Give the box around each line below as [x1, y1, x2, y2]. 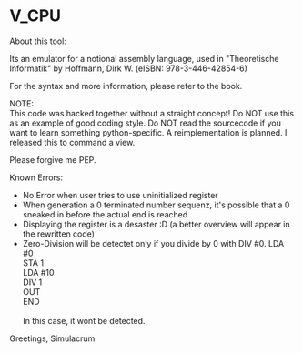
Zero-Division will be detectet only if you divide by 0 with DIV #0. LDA [22, 237, 285, 248]
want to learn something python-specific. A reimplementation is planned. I [9, 126, 288, 137]
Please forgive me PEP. [9, 154, 97, 165]
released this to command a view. [9, 136, 136, 147]
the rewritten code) [22, 228, 96, 239]
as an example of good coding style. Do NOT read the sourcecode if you [9, 117, 282, 128]
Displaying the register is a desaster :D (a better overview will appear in [22, 218, 291, 229]
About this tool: [9, 35, 66, 46]
